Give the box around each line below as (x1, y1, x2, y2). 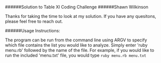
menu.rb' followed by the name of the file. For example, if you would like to (5, 48, 154, 53)
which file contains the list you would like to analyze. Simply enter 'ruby (5, 42, 148, 48)
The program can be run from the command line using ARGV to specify (5, 37, 147, 43)
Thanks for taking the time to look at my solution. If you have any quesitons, (5, 13, 157, 19)
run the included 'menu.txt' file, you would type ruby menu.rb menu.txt (5, 52, 146, 58)
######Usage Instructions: (5, 28, 61, 33)
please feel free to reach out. (5, 19, 63, 24)
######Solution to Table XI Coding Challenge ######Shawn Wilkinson (5, 4, 149, 10)
